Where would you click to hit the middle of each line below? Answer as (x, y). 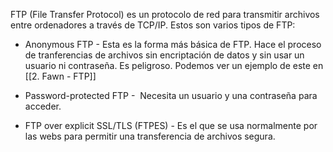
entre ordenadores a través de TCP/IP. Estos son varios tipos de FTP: (153, 25)
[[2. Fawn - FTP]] (60, 76)
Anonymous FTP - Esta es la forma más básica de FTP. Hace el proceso (173, 44)
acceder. (43, 106)
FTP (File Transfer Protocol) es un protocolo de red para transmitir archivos (165, 14)
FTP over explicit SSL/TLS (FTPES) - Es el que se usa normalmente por (171, 125)
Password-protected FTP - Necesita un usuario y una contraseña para (171, 95)
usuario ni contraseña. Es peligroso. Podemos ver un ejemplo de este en (174, 65)
